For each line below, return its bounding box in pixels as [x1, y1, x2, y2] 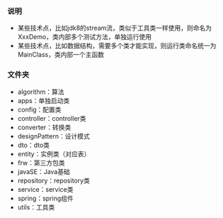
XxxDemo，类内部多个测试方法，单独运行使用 [17, 33, 152, 41]
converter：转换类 [17, 123, 72, 131]
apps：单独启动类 [17, 96, 70, 104]
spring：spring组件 [17, 194, 74, 202]
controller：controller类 [17, 114, 86, 122]
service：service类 [17, 185, 74, 193]
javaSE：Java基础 [17, 167, 71, 175]
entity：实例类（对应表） [17, 149, 91, 158]
